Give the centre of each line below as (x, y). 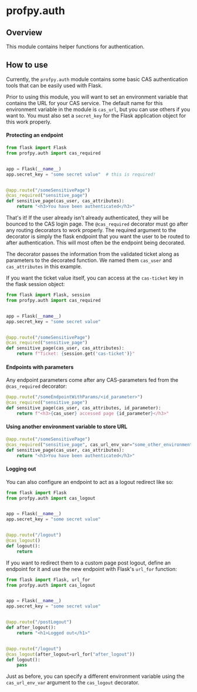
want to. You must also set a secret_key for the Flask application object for (96, 115)
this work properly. (29, 122)
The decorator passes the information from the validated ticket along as (93, 254)
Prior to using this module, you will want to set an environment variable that (97, 97)
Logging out (21, 469)
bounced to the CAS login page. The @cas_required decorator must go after (97, 224)
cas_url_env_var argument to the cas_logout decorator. (73, 683)
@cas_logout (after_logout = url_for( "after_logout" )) (70, 654)
